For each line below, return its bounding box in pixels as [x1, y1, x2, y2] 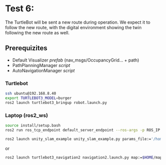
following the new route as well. [5, 30, 70, 35]
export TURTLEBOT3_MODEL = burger [5, 96, 72, 100]
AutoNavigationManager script [12, 67, 75, 73]
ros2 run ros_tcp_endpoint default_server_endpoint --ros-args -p [5, 128, 145, 132]
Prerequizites [5, 44, 48, 52]
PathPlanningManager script [12, 62, 71, 68]
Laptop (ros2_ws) [5, 112, 48, 119]
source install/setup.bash [5, 123, 61, 128]
